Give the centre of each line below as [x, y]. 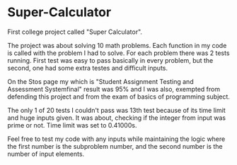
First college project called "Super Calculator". [75, 32]
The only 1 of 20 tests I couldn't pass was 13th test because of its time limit [116, 110]
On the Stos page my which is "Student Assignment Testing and [100, 81]
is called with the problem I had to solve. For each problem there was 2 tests [118, 53]
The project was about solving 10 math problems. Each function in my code [117, 45]
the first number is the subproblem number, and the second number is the [115, 146]
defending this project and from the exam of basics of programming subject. [118, 97]
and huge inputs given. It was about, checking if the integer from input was [117, 118]
